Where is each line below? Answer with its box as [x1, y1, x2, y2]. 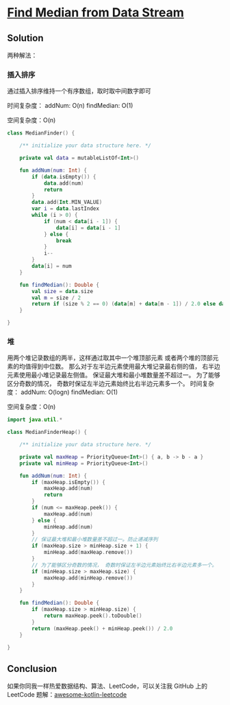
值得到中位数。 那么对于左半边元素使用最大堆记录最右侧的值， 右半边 [25, 362, 220, 371]
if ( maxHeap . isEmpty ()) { [31, 478, 106, 485]
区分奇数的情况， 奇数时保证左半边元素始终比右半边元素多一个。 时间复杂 [7, 380, 214, 388]
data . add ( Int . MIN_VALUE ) [31, 199, 103, 206]
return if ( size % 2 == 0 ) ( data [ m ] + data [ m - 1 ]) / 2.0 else [31, 301, 216, 308]
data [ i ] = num [31, 263, 72, 270]
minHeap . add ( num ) [43, 523, 94, 530]
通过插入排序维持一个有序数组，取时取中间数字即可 [7, 87, 151, 95]
